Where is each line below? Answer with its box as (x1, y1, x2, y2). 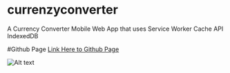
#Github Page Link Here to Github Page (7, 45, 119, 53)
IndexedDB (7, 31, 39, 40)
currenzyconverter (7, 2, 119, 18)
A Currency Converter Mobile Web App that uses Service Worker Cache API (7, 25, 224, 33)
